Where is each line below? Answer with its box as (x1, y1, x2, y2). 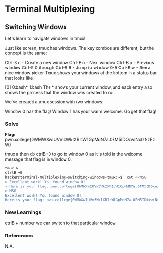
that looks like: (5, 75, 34, 81)
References (5, 232, 33, 239)
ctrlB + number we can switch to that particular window (5, 220, 116, 226)
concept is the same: (5, 50, 47, 56)
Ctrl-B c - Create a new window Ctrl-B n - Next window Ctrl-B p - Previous (5, 60, 154, 65)
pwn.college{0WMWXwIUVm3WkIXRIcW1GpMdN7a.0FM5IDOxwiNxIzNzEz (5, 137, 155, 143)
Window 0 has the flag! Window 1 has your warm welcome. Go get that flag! (5, 108, 157, 114)
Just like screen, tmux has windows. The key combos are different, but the (5, 45, 154, 51)
